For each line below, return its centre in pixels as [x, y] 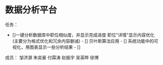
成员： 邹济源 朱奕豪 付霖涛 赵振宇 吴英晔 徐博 [52, 57]
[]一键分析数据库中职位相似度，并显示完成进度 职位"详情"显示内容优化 [83, 35]
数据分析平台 [31, 10]
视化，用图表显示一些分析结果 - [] [46, 47]
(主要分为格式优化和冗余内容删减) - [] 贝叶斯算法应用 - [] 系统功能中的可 [85, 41]
